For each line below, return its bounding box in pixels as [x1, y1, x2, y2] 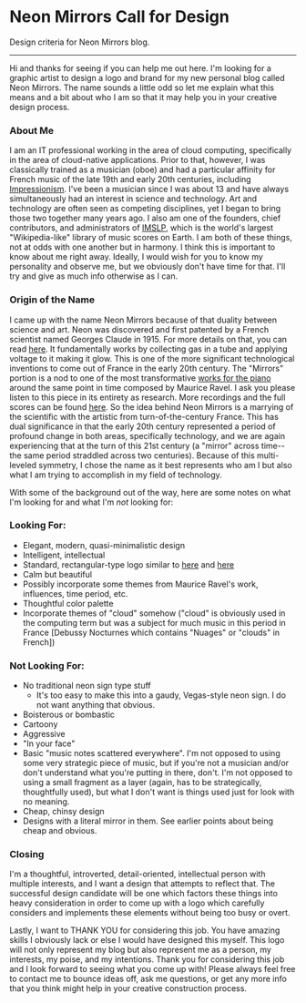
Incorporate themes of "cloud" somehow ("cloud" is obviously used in [22, 608, 286, 619]
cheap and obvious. [22, 825, 97, 836]
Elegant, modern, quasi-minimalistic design [22, 539, 185, 550]
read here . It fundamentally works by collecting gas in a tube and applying [9, 343, 289, 354]
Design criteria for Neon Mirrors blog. [9, 36, 150, 47]
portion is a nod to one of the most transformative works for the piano [9, 372, 271, 384]
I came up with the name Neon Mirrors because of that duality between [9, 314, 278, 325]
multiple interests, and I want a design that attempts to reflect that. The [9, 878, 276, 889]
